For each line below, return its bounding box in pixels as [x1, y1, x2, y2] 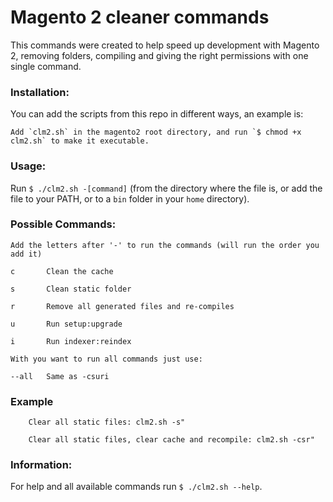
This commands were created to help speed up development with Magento [10, 39, 320, 51]
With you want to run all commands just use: [10, 354, 203, 364]
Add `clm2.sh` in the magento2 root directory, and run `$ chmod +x [10, 127, 302, 138]
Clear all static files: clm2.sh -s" [28, 417, 186, 428]
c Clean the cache [10, 266, 114, 276]
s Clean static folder [10, 284, 132, 294]
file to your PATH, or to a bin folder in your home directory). [10, 192, 250, 205]
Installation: [10, 85, 70, 99]
